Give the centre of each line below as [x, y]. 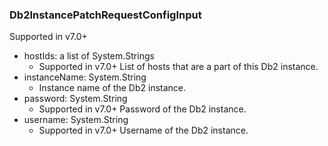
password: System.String [75, 99]
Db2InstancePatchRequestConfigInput [105, 15]
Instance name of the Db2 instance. [112, 88]
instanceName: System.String [85, 77]
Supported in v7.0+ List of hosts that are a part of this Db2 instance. [178, 67]
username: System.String [76, 120]
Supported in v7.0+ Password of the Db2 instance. [142, 109]
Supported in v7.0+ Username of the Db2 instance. [143, 130]
